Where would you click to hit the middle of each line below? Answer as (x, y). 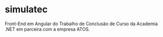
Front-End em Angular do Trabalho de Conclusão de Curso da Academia (81, 24)
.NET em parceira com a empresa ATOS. (47, 29)
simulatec (26, 10)
